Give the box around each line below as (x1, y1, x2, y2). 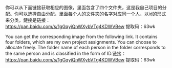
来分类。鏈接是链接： (5, 17, 50, 23)
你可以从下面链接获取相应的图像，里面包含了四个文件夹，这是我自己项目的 (5, 5, 162, 10)
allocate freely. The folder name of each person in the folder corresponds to (5, 45, 166, 50)
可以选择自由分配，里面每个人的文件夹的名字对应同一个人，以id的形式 (18, 11, 166, 17)
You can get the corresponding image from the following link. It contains (5, 33, 158, 40)
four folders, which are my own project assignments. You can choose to (5, 39, 157, 45)
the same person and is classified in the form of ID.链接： (5, 50, 126, 56)
